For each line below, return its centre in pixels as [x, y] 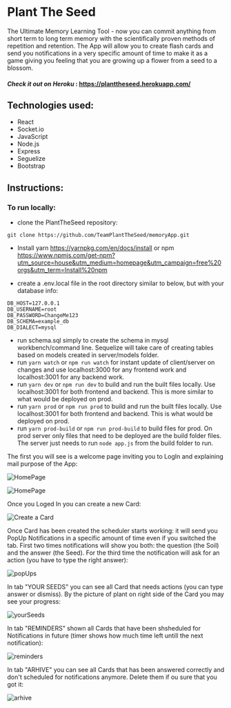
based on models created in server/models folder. [88, 355]
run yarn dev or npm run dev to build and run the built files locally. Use [116, 385]
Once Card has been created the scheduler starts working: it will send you [113, 531]
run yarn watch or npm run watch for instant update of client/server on [116, 363]
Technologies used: [51, 105]
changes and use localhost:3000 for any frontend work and [102, 370]
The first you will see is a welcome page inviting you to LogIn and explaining [115, 457]
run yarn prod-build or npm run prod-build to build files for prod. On [114, 428]
